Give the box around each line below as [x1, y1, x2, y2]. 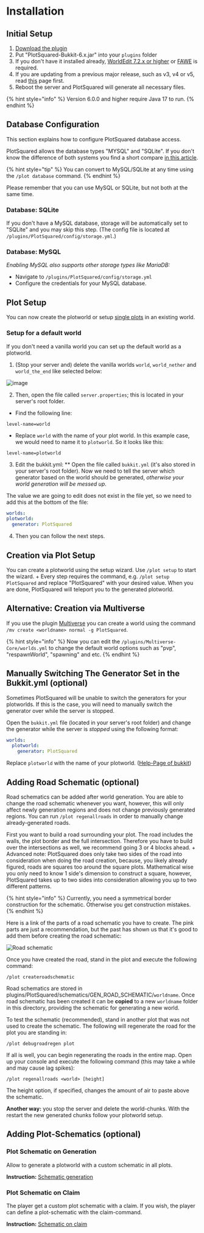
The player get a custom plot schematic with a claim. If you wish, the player [6, 1202, 195, 1209]
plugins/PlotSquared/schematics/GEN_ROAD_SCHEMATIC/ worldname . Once [6, 991, 195, 998]
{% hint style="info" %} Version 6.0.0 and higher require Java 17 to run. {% [6, 96, 195, 102]
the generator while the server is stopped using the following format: [6, 725, 178, 732]
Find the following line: [15, 409, 72, 417]
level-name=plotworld [6, 450, 62, 456]
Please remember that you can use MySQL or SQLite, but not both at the [6, 184, 188, 191]
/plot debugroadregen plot [6, 1040, 75, 1047]
